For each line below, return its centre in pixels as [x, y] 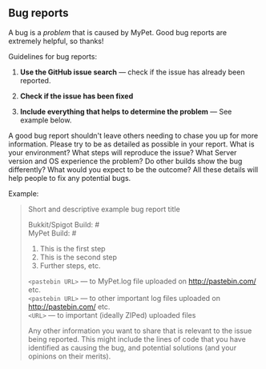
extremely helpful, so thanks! [56, 41]
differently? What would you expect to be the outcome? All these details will [133, 169]
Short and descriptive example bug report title [104, 209]
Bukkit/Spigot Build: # [64, 224]
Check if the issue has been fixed [77, 96]
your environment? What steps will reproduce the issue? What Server [123, 152]
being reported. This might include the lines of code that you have [137, 339]
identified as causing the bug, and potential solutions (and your [132, 347]
